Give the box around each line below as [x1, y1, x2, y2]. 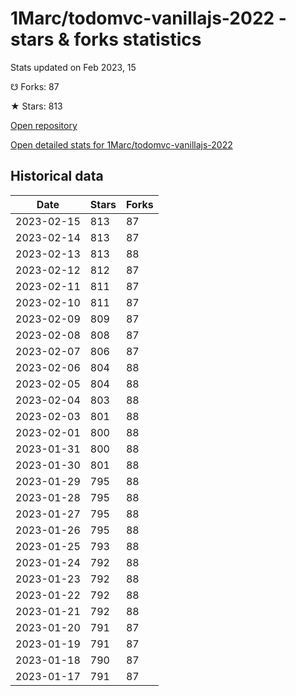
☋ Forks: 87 [10, 80, 60, 92]
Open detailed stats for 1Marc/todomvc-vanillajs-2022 [10, 138, 233, 151]
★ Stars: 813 [10, 100, 63, 112]
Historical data [10, 168, 104, 185]
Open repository [10, 119, 78, 131]
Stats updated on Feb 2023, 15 [10, 61, 137, 73]
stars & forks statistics [10, 28, 202, 51]
